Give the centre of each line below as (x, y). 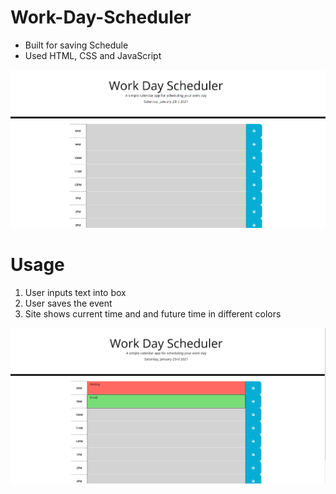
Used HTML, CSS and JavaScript (93, 55)
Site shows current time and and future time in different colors (153, 313)
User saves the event (68, 303)
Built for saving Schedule (76, 45)
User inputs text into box (75, 292)
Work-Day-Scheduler (101, 17)
